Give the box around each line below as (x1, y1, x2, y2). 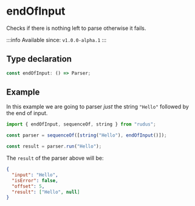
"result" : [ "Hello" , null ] (12, 189, 80, 195)
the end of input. (6, 110, 48, 117)
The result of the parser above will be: (6, 154, 104, 162)
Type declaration (6, 54, 72, 65)
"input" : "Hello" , (12, 172, 59, 178)
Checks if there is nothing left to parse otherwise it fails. (6, 24, 146, 32)
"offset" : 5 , (12, 183, 45, 190)
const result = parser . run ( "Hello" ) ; (6, 143, 102, 150)
